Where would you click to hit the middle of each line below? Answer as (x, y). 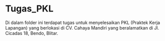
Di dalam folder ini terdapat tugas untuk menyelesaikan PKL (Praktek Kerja (83, 22)
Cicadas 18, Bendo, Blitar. (32, 33)
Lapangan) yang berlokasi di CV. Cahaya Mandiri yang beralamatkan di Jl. (82, 27)
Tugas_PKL (30, 9)
